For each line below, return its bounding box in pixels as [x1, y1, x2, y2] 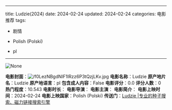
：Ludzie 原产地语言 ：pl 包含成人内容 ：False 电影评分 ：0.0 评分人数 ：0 [10, 80, 161, 86]
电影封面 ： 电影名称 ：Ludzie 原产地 [5, 74, 162, 79]
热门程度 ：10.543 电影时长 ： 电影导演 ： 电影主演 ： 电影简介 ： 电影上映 [5, 86, 156, 92]
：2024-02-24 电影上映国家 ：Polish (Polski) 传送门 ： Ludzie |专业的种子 [10, 93, 162, 99]
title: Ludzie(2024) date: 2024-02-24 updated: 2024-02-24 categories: [5, 11, 156, 17]
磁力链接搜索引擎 [14, 99, 50, 105]
